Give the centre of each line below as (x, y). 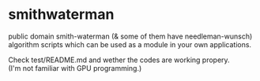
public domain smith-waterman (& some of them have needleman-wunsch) (130, 36)
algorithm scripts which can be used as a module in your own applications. (130, 44)
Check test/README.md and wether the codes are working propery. (119, 60)
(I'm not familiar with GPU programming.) (75, 68)
